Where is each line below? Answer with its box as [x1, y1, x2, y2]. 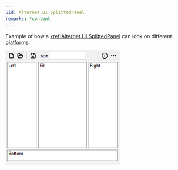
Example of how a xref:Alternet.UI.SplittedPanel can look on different [5, 32, 172, 39]
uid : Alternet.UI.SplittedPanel [5, 9, 85, 15]
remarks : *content [5, 15, 51, 22]
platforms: [5, 39, 31, 46]
